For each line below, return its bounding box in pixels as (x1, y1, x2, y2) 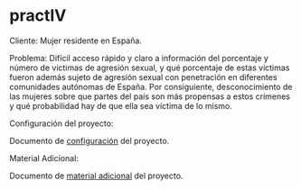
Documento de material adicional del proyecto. (9, 170, 183, 181)
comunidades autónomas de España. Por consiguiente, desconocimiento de (9, 81, 293, 92)
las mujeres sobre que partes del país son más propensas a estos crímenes (9, 91, 291, 102)
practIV (9, 5, 67, 26)
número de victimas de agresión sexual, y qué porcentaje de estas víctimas (9, 62, 290, 73)
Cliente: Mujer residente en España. (9, 35, 143, 46)
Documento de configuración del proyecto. (9, 135, 170, 146)
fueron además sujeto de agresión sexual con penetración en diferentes (9, 71, 277, 82)
